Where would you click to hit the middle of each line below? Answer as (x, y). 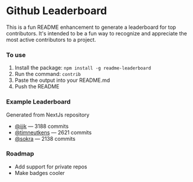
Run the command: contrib (48, 74)
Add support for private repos (51, 167)
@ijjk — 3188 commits (42, 126)
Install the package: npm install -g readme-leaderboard (83, 68)
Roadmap (20, 154)
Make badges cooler (40, 173)
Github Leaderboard (57, 11)
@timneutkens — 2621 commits (53, 132)
